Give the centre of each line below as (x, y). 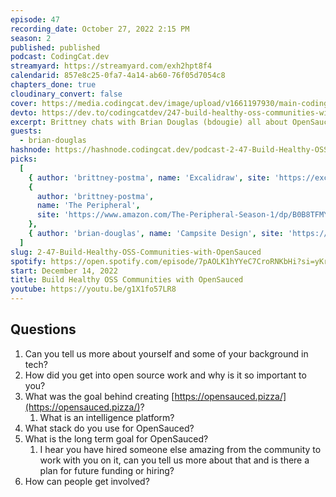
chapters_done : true (53, 85)
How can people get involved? (87, 481)
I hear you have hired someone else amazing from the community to (180, 449)
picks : (24, 159)
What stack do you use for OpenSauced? (109, 428)
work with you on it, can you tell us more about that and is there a (174, 460)
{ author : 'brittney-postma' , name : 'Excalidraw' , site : (149, 177)
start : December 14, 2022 (64, 271)
